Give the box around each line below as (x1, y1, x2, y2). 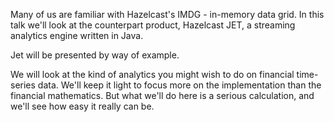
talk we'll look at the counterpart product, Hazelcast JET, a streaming (10, 19, 296, 31)
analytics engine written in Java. (10, 30, 144, 41)
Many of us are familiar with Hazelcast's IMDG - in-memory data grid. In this (10, 9, 325, 20)
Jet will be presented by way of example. (10, 49, 180, 61)
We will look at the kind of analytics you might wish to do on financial (10, 69, 295, 80)
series (10, 79, 36, 91)
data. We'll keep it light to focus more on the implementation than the (37, 79, 322, 91)
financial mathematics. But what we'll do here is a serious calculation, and (10, 90, 315, 101)
